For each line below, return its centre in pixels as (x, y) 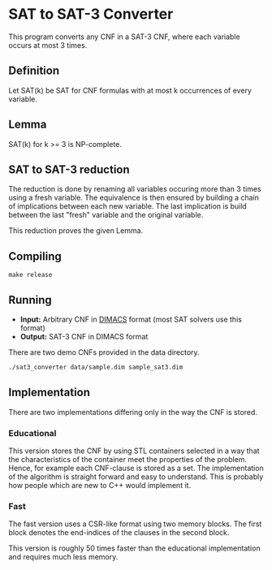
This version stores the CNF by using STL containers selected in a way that (134, 451)
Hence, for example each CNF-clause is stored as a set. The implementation (136, 468)
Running (30, 300)
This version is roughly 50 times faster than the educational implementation (135, 548)
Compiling (35, 256)
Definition (34, 71)
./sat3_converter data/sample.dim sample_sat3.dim (96, 367)
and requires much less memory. (63, 557)
